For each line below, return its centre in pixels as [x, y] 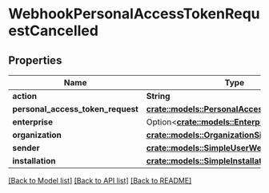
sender [26, 148]
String [158, 96]
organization [37, 135]
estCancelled [53, 31]
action [25, 96]
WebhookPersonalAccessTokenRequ [134, 14]
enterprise [33, 122]
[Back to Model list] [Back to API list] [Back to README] [100, 181]
